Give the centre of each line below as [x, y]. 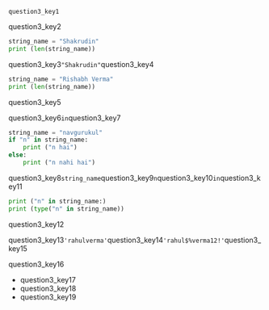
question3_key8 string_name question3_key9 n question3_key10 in [114, 178]
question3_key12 [36, 224]
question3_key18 [48, 288]
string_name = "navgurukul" [56, 132]
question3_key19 [48, 297]
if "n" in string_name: [48, 140]
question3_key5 [35, 102]
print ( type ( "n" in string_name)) [67, 209]
